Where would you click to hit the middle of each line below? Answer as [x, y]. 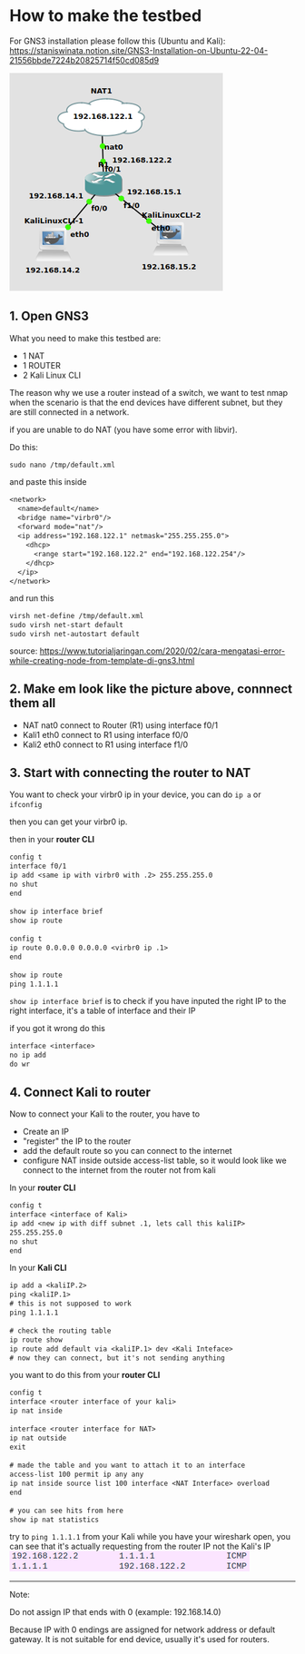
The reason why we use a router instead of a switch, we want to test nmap [149, 392]
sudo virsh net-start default [67, 625]
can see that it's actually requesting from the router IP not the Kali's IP [140, 1546]
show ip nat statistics [54, 1520]
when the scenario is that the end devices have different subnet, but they [146, 402]
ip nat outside [38, 1438]
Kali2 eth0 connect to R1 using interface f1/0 [105, 744]
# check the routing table [60, 1331]
